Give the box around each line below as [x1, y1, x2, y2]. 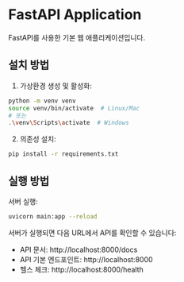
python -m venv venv [8, 97, 77, 105]
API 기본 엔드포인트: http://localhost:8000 [19, 254, 153, 264]
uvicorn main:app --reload [8, 212, 98, 220]
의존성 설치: [19, 134, 57, 144]
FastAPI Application [8, 6, 142, 24]
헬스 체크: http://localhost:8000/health [19, 265, 144, 274]
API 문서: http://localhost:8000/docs [19, 245, 138, 254]
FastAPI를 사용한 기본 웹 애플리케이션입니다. [8, 33, 145, 42]
